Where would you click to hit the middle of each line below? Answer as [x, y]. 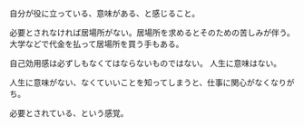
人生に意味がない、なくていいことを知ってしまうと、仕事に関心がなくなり [148, 83]
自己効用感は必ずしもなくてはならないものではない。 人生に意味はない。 [146, 63]
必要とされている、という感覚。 [69, 113]
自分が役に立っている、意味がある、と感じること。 [105, 13]
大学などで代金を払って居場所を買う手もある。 [97, 44]
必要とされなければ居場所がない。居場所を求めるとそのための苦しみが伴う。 [152, 33]
